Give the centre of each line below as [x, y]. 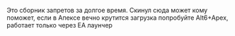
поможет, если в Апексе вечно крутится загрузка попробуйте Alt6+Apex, [117, 18]
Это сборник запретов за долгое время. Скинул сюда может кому [107, 10]
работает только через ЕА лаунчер [59, 25]
